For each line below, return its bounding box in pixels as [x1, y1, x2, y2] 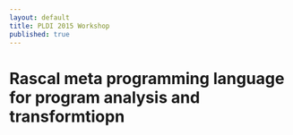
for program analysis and [9, 87, 201, 107]
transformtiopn [9, 106, 125, 126]
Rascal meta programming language [9, 68, 285, 89]
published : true [9, 30, 70, 38]
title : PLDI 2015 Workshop [9, 21, 110, 30]
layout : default [9, 13, 70, 22]
